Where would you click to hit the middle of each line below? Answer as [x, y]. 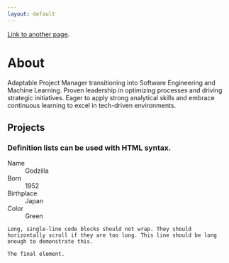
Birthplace [22, 193]
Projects [26, 128]
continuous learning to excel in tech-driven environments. [92, 105]
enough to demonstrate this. [50, 242]
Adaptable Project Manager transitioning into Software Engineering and [112, 82]
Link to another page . [39, 34]
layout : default [31, 14]
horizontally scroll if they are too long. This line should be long [112, 235]
